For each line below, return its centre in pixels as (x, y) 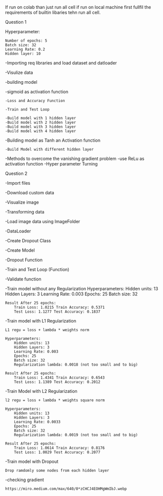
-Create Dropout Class (28, 241)
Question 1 (16, 22)
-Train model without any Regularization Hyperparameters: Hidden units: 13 (82, 289)
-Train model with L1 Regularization (41, 321)
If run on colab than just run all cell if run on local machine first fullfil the (78, 7)
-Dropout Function (24, 260)
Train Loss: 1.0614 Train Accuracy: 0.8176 (60, 448)
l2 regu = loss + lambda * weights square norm (55, 400)
